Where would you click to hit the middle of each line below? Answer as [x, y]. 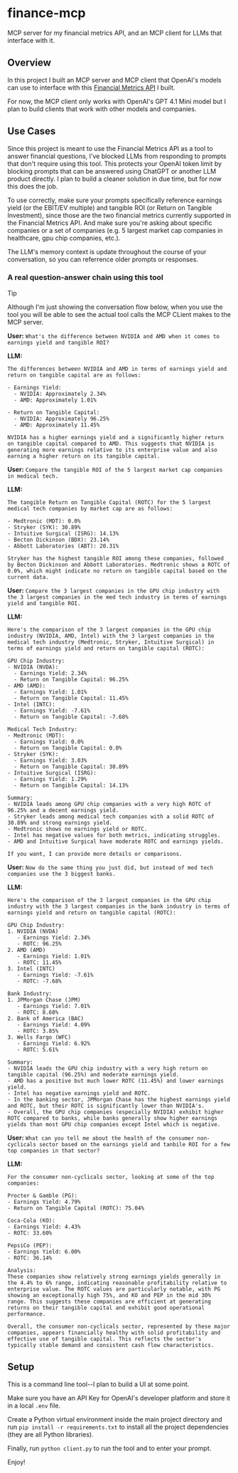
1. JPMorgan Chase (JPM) [44, 1000]
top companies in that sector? [54, 1150]
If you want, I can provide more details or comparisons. [95, 854]
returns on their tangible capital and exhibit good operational [106, 1308]
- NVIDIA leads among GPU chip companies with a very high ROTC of [109, 804]
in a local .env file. [34, 1405]
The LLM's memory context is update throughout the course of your [107, 251]
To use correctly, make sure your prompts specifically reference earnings [115, 200]
